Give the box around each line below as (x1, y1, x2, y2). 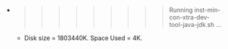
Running (168, 6, 193, 14)
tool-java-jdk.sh (168, 21, 215, 28)
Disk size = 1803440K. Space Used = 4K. (24, 34, 143, 42)
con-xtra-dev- (168, 13, 210, 21)
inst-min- (193, 6, 221, 14)
